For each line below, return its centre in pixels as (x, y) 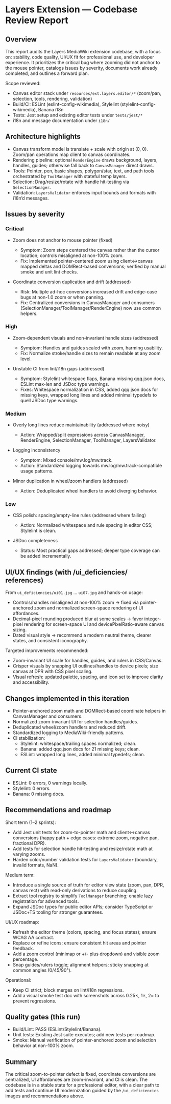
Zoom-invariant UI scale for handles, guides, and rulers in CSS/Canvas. (88, 661)
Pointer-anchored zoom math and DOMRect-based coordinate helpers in (89, 711)
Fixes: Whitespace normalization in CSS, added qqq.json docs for (89, 389)
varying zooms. (29, 854)
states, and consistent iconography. (50, 641)
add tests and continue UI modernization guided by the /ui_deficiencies (82, 1091)
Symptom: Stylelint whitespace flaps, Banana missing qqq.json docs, (93, 379)
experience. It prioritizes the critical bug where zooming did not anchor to (83, 62)
